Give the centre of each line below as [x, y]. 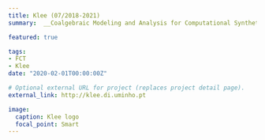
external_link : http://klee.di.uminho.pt [77, 95]
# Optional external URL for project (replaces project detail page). [127, 88]
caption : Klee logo [47, 117]
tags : [17, 51]
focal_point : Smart [47, 124]
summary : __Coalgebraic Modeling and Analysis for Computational [119, 23]
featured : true [33, 37]
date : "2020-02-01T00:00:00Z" [58, 74]
